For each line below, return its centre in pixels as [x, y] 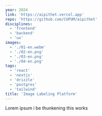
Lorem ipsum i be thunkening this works [46, 108]
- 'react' [20, 71]
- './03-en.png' [27, 56]
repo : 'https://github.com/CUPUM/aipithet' [52, 19]
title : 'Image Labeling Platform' [41, 94]
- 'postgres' [23, 84]
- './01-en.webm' [28, 47]
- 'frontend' [23, 29]
